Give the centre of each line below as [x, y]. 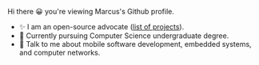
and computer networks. [60, 52]
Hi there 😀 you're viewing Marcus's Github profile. [91, 11]
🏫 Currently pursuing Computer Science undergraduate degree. [124, 36]
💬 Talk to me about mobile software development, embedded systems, [135, 44]
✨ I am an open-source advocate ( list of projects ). [102, 27]
